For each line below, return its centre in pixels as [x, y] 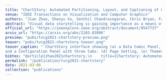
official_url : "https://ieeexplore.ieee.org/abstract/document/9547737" [82, 28]
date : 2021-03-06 [23, 65]
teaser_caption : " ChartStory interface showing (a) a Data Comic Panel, [83, 47]
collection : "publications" [34, 70]
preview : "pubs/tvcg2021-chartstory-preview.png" [58, 38]
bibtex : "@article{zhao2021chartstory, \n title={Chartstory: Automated [84, 56]
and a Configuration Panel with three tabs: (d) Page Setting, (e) [77, 51]
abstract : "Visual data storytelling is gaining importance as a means [81, 24]
